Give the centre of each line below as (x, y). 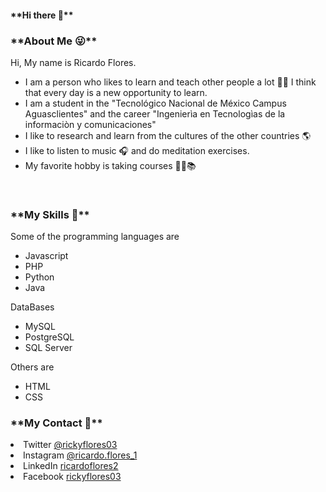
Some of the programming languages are (95, 237)
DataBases (32, 307)
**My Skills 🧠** (50, 214)
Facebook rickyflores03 (72, 477)
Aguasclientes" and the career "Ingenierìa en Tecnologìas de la (155, 113)
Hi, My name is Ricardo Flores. (73, 62)
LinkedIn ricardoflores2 (71, 466)
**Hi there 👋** (42, 15)
